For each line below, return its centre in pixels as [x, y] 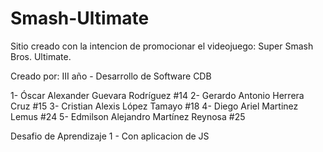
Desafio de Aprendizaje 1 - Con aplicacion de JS [110, 136]
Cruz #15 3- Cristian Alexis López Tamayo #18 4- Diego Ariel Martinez [154, 106]
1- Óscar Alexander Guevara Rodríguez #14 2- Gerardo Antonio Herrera [157, 95]
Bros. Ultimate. [41, 56]
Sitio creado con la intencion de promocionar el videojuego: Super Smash [162, 46]
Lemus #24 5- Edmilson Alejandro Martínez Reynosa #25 [128, 116]
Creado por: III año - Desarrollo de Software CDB [111, 76]
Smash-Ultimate [80, 18]
